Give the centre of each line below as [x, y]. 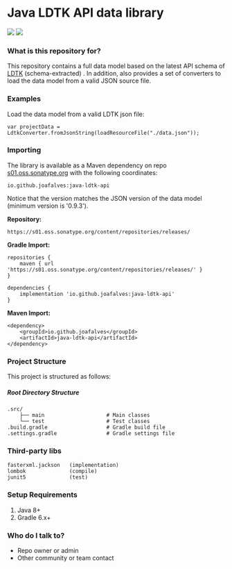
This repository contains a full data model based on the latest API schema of [116, 66]
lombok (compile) [52, 471]
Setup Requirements [42, 495]
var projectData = [34, 126]
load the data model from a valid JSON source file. [79, 81]
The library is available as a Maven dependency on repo [87, 165]
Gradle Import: [29, 245]
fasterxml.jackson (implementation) [63, 465]
